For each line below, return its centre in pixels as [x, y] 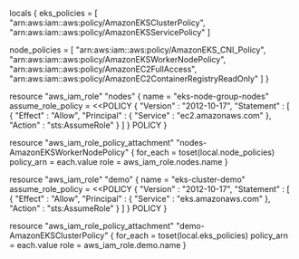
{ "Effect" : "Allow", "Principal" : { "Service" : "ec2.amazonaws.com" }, [140, 115]
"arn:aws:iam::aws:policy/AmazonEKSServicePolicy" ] [110, 32]
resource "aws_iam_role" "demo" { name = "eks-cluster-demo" [128, 179]
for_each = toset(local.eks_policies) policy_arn [202, 235]
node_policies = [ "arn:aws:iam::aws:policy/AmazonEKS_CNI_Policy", [138, 50]
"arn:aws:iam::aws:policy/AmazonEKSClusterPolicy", [107, 23]
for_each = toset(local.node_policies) [206, 152]
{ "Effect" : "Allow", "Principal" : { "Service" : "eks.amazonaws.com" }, [140, 199]
